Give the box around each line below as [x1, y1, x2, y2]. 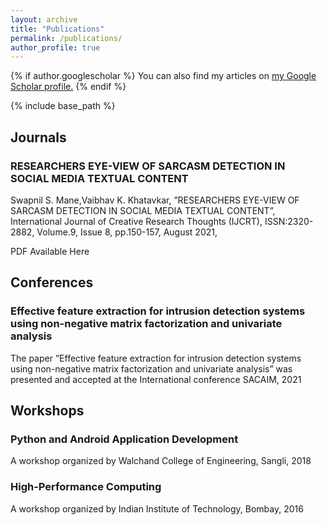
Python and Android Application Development [10, 432, 239, 446]
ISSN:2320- [264, 215, 314, 227]
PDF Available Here [10, 245, 90, 257]
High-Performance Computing [10, 480, 162, 494]
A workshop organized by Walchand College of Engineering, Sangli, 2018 [10, 455, 312, 467]
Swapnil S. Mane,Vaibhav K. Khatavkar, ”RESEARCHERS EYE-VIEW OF [10, 194, 300, 206]
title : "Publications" [10, 24, 105, 34]
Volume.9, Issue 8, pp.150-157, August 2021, [36, 226, 218, 238]
